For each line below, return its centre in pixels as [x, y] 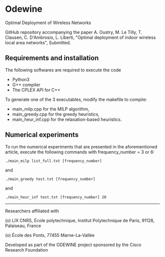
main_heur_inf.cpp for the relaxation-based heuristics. [67, 119]
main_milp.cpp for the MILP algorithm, [51, 109]
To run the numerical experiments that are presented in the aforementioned [81, 146]
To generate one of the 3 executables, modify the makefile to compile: [76, 99]
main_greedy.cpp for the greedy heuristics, [56, 114]
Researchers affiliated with [32, 211]
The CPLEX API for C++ [36, 90]
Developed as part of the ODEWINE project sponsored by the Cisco [73, 245]
